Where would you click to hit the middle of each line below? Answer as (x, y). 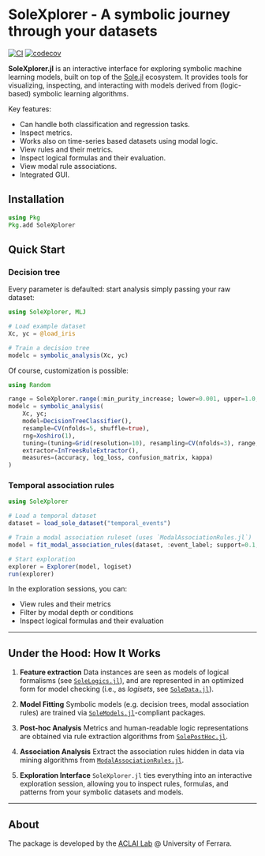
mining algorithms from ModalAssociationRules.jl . (102, 760)
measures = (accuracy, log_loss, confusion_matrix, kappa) (118, 458)
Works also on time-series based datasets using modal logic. (119, 141)
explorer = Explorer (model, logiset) (70, 566)
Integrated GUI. (44, 175)
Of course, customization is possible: (68, 370)
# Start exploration (42, 559)
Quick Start (37, 249)
